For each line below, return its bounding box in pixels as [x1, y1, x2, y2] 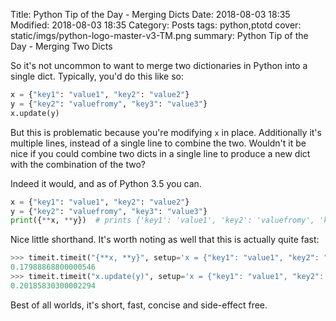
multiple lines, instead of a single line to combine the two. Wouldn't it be [10, 137, 307, 149]
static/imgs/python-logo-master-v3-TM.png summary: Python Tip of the [10, 30, 309, 41]
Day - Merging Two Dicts [10, 40, 113, 52]
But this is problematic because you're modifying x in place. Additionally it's [10, 126, 322, 138]
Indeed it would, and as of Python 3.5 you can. [10, 177, 202, 189]
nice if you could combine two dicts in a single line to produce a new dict [10, 147, 311, 159]
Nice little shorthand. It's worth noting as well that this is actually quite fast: [10, 234, 320, 246]
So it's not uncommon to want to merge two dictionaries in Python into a [10, 60, 308, 71]
